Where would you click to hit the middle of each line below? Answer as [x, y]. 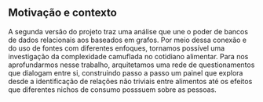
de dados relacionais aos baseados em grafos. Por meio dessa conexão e [128, 40]
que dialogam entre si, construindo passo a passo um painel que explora [126, 72]
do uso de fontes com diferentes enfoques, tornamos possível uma [117, 48]
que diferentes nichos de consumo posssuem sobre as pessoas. [113, 90]
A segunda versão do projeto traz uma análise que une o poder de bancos [128, 31]
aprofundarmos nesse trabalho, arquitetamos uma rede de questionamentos [131, 65]
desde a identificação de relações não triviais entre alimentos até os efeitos [130, 81]
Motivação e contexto [63, 13]
